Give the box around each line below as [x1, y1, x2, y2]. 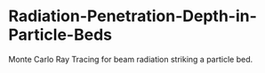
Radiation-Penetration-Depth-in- [8, 6, 257, 26]
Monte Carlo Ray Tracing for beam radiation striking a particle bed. [8, 54, 253, 64]
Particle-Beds [8, 25, 113, 45]
